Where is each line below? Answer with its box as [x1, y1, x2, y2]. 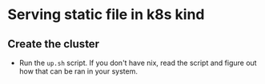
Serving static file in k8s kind [7, 6, 205, 24]
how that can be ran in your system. [18, 67, 138, 76]
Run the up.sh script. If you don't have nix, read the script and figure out [18, 58, 257, 67]
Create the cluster [7, 37, 100, 51]
